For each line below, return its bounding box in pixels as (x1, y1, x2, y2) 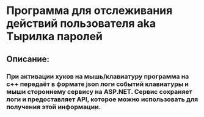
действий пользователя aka (6, 16, 156, 30)
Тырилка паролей (6, 30, 103, 43)
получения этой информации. (6, 102, 101, 111)
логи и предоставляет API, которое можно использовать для (6, 95, 199, 104)
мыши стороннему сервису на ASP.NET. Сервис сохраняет (6, 87, 192, 96)
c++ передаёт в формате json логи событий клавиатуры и (6, 80, 189, 88)
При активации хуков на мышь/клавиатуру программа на (6, 72, 189, 80)
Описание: (6, 54, 50, 64)
